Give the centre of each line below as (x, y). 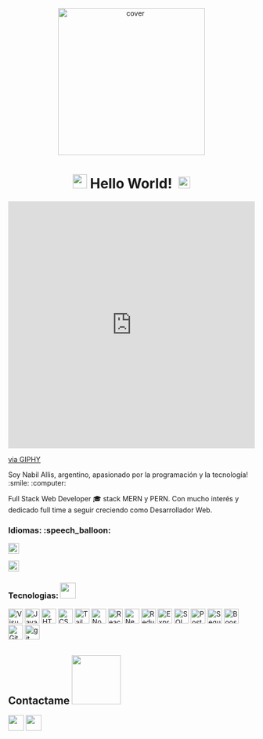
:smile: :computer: (37, 482)
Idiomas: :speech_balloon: (59, 530)
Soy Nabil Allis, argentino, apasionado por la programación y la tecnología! (128, 475)
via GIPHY (25, 459)
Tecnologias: (33, 595)
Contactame (39, 700)
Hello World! (131, 184)
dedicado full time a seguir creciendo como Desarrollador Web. (110, 510)
